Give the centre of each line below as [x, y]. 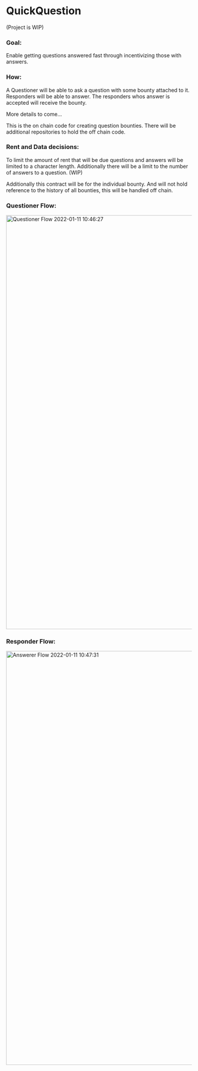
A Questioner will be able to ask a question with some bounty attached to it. [98, 90]
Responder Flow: [31, 642]
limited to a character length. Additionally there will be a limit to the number [97, 166]
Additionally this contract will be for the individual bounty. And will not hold [97, 184]
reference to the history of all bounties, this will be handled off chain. [90, 190]
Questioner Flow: [31, 205]
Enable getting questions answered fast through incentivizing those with [94, 56]
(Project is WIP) [25, 27]
